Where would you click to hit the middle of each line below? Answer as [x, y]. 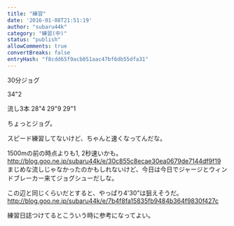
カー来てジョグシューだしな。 [74, 178]
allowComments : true [37, 46]
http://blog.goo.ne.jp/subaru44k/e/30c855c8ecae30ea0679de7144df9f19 [114, 161]
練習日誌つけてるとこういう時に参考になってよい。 [81, 215]
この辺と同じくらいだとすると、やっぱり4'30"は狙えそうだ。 [95, 192]
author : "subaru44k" [37, 27]
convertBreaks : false [39, 53]
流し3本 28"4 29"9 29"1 [42, 108]
